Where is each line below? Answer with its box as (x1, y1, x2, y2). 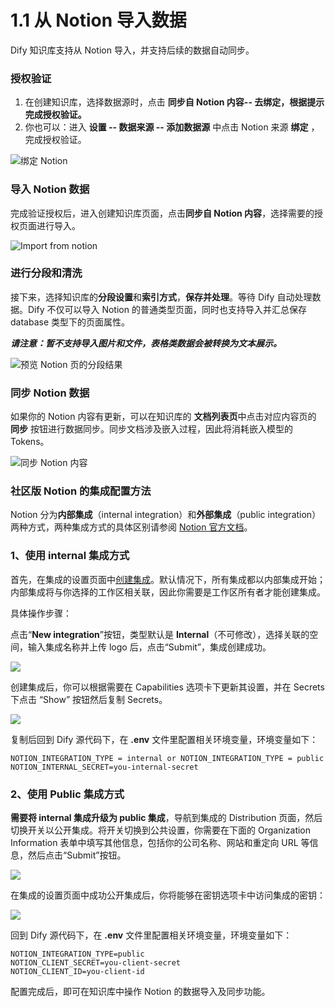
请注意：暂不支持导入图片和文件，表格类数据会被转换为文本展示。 (10, 337, 282, 349)
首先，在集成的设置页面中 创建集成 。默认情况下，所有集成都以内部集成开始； (10, 573, 326, 585)
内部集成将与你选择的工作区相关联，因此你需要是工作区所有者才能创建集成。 (10, 586, 326, 598)
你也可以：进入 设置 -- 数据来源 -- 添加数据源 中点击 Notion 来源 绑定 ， (24, 121, 320, 133)
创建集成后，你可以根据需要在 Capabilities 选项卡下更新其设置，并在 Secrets (10, 681, 325, 693)
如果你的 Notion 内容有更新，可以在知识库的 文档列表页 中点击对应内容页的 (10, 411, 317, 423)
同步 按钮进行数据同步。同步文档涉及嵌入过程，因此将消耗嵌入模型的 (10, 423, 293, 435)
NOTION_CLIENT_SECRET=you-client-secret (10, 958, 182, 968)
